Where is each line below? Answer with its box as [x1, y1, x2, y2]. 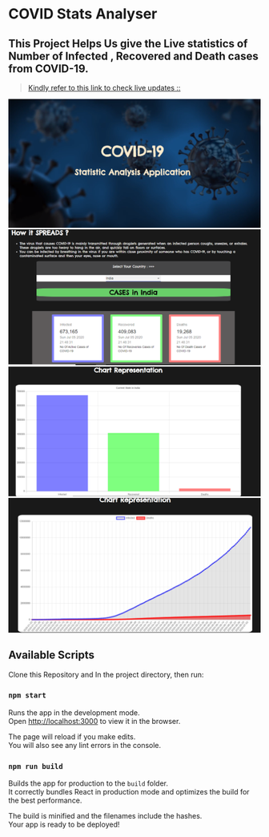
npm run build [8, 762, 63, 770]
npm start [8, 691, 46, 700]
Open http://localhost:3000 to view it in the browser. [8, 716, 181, 726]
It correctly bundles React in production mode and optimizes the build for [8, 787, 250, 797]
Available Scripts [8, 649, 94, 662]
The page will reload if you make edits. [8, 731, 136, 742]
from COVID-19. [8, 62, 89, 75]
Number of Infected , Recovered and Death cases [8, 49, 259, 63]
